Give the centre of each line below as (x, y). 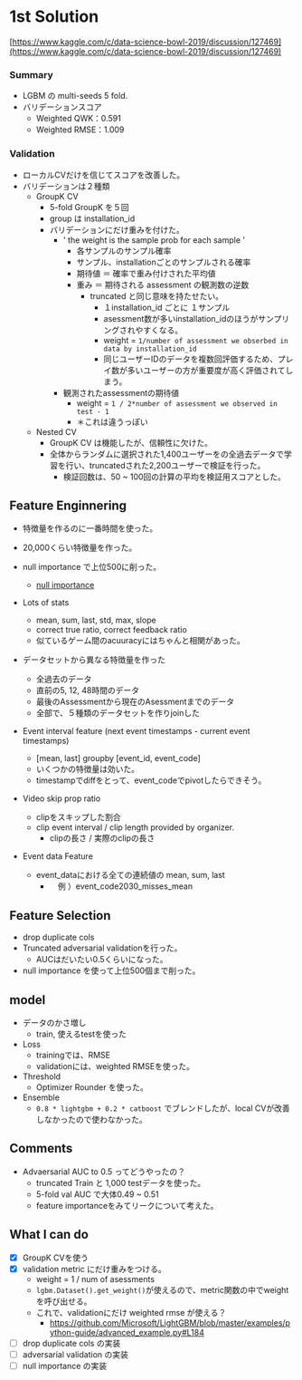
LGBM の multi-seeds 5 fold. (75, 96)
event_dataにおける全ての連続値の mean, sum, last (131, 875)
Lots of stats (46, 603)
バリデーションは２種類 (66, 186)
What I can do (49, 1235)
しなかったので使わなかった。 (91, 1119)
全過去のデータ (64, 679)
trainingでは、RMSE (73, 1055)
